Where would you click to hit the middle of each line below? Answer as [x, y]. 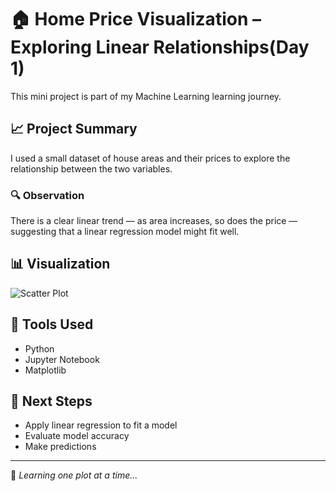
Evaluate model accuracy [77, 436]
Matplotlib [45, 370]
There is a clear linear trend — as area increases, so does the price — [154, 221]
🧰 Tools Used [52, 324]
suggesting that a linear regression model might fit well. [125, 232]
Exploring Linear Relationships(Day [160, 47]
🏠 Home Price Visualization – [136, 19]
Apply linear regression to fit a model [101, 425]
